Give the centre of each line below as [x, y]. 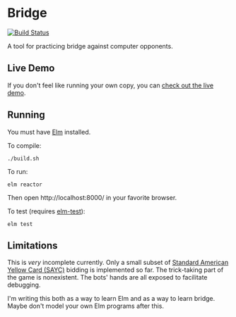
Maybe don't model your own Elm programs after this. [86, 306]
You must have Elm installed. [49, 132]
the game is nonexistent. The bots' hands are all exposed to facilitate [107, 278]
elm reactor [25, 185]
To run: [18, 171]
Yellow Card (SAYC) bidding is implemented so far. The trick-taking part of [116, 270]
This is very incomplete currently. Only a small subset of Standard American [118, 263]
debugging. [24, 285]
